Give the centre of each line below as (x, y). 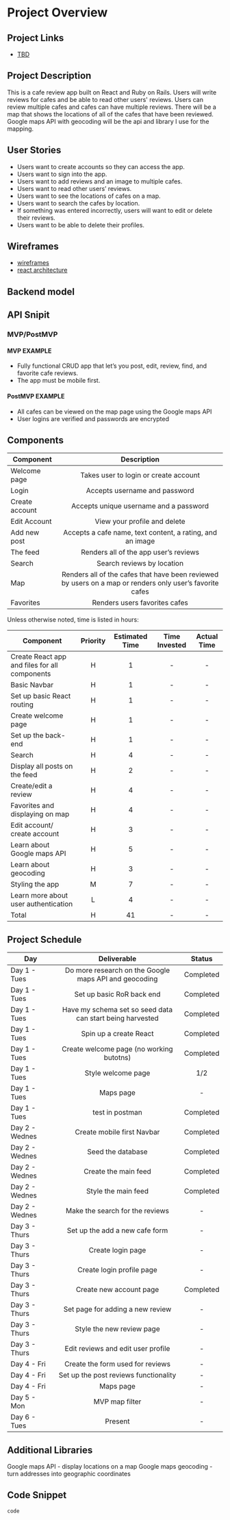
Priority (93, 641)
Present (117, 1421)
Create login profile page (117, 1270)
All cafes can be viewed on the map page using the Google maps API (114, 411)
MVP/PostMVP (33, 335)
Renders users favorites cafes (140, 603)
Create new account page (117, 1290)
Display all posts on (42, 766)
